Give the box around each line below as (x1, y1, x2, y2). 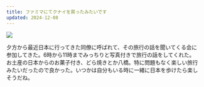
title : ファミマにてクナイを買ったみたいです (6, 9, 107, 15)
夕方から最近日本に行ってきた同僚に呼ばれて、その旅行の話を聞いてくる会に (6, 43, 197, 50)
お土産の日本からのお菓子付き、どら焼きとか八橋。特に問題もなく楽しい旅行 (6, 58, 199, 66)
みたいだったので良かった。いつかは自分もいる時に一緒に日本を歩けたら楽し (6, 66, 199, 74)
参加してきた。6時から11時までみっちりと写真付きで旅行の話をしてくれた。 (6, 51, 195, 58)
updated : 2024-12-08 (6, 15, 59, 21)
